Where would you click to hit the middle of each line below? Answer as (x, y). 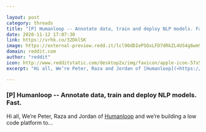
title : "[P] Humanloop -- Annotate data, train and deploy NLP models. (100, 29)
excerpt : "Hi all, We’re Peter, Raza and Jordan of (74, 68)
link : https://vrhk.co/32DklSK (46, 40)
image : (15, 46)
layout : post (23, 17)
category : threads (30, 23)
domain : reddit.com (31, 52)
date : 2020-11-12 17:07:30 (41, 34)
